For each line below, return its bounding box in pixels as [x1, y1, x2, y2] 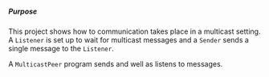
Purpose [8, 6, 38, 16]
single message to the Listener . [8, 43, 114, 53]
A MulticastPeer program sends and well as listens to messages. [8, 59, 223, 68]
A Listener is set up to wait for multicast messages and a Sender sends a [8, 34, 249, 44]
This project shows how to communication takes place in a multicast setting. [8, 26, 261, 36]
